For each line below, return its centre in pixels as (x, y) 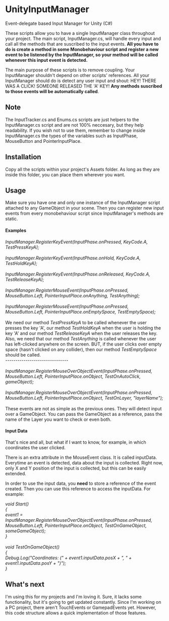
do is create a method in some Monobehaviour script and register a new (82, 49)
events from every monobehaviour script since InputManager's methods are (84, 213)
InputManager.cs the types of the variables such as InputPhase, (71, 136)
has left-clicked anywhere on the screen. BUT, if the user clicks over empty (83, 344)
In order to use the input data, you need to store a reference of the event (81, 483)
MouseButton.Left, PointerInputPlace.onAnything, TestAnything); (73, 295)
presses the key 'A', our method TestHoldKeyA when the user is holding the (83, 328)
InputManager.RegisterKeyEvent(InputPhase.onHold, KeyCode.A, (73, 258)
